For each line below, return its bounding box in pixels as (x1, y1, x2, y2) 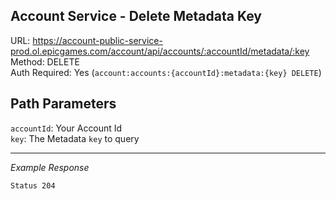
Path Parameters (10, 95, 117, 113)
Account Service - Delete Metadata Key (10, 8, 262, 25)
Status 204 (10, 180, 56, 191)
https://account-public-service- (32, 34, 163, 46)
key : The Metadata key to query (10, 132, 140, 144)
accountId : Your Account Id (10, 122, 123, 134)
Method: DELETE (10, 55, 80, 68)
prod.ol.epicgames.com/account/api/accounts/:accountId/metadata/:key (10, 45, 310, 57)
